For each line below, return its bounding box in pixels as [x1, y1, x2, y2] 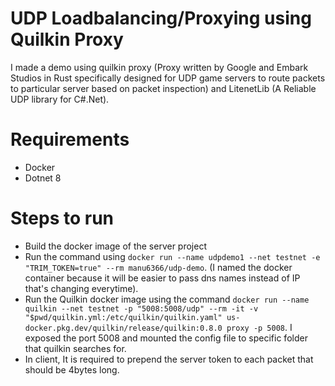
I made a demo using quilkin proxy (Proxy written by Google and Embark [10, 61, 309, 73]
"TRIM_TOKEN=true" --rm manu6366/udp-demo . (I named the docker [24, 261, 293, 273]
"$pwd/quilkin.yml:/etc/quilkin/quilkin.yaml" [24, 312, 223, 322]
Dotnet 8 [24, 172, 62, 184]
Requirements [10, 128, 130, 151]
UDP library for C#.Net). [10, 93, 110, 105]
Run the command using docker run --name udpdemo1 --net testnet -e [24, 250, 321, 262]
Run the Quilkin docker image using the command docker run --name [24, 293, 310, 305]
